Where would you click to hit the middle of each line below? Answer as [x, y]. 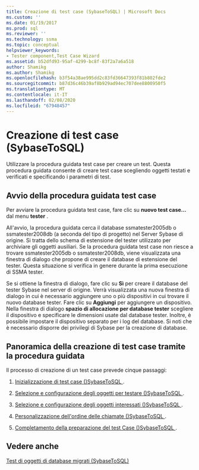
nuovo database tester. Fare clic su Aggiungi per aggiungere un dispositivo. [99, 303]
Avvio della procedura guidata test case [81, 195]
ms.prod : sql [22, 28]
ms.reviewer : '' [26, 34]
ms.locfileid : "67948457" [38, 106]
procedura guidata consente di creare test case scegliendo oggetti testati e [98, 171]
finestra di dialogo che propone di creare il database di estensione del [92, 259]
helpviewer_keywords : [33, 51]
